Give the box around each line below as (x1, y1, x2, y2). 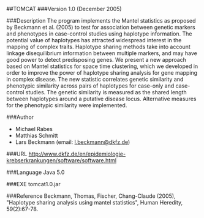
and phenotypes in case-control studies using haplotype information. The (6, 30, 192, 37)
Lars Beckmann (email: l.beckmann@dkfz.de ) (15, 138, 130, 146)
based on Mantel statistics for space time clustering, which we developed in (6, 62, 198, 70)
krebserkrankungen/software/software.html (6, 157, 117, 164)
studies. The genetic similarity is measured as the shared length (25, 89, 187, 96)
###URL (6, 150, 28, 157)
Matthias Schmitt (15, 132, 58, 139)
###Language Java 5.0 (6, 168, 65, 176)
